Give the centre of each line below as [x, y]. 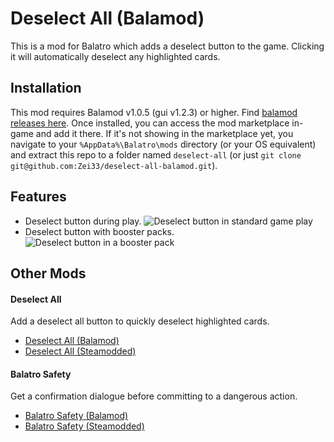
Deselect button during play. [83, 221]
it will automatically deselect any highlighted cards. [115, 56]
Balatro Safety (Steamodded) [84, 426]
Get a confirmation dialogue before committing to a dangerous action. [154, 396]
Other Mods [48, 273]
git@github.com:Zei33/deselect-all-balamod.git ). [114, 165]
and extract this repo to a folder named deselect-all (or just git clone [156, 154]
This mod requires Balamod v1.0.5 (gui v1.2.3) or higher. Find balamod [154, 112]
